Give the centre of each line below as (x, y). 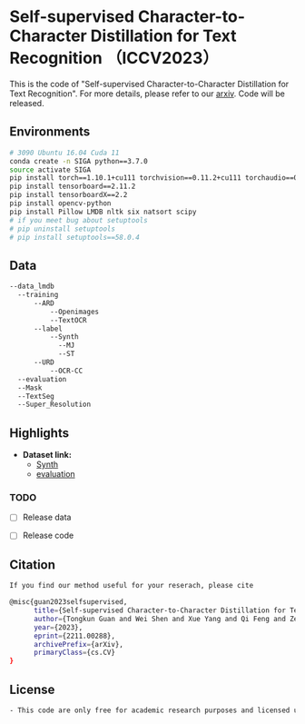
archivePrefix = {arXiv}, (79, 644)
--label (48, 329)
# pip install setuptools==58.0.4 (75, 237)
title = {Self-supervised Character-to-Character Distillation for (159, 610)
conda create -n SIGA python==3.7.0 (79, 161)
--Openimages (74, 312)
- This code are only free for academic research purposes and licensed (150, 710)
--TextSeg (36, 396)
